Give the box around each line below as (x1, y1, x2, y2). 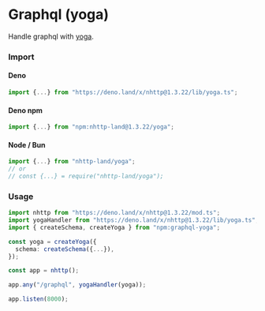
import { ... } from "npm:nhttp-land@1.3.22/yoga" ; (8, 123, 175, 131)
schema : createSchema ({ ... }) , (15, 245, 114, 253)
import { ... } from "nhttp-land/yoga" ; (8, 158, 136, 166)
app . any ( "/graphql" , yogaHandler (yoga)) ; (8, 281, 147, 289)
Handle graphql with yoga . (8, 32, 95, 41)
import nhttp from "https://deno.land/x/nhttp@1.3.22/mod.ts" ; (8, 209, 221, 217)
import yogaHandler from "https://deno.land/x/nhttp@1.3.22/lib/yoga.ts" (8, 216, 256, 224)
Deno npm (8, 105, 43, 115)
